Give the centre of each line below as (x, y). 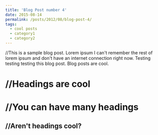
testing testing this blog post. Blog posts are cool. (57, 63)
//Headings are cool (48, 84)
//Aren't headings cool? (43, 126)
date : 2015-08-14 (24, 15)
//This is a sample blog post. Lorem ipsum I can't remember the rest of (79, 53)
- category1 (23, 33)
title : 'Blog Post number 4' (36, 10)
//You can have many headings (72, 107)
